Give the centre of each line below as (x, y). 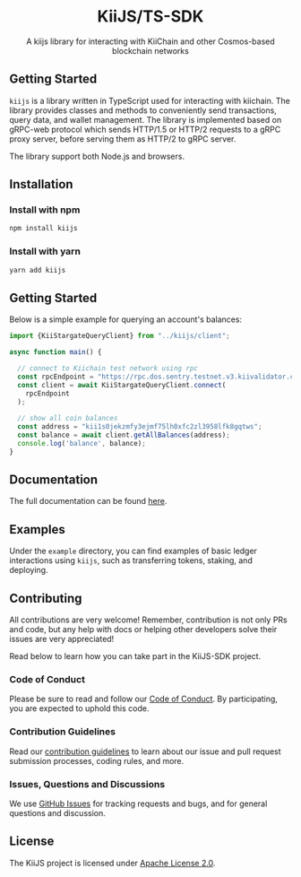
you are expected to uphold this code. (79, 708)
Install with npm (45, 210)
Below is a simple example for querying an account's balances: (126, 319)
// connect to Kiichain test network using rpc (108, 369)
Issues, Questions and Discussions (87, 784)
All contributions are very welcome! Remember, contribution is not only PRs (149, 620)
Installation (41, 184)
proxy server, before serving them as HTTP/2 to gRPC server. (123, 139)
